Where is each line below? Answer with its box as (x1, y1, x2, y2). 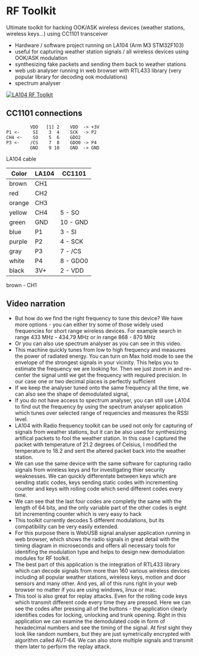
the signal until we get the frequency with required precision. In (32, 371, 187, 379)
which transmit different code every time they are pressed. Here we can (14, 598, 191, 605)
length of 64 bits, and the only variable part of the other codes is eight (14, 504, 187, 511)
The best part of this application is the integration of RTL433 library (14, 560, 180, 568)
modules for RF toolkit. (14, 554, 71, 562)
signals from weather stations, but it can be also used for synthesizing (14, 428, 187, 435)
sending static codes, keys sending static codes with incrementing (14, 478, 178, 485)
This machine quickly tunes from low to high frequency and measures (14, 346, 186, 353)
